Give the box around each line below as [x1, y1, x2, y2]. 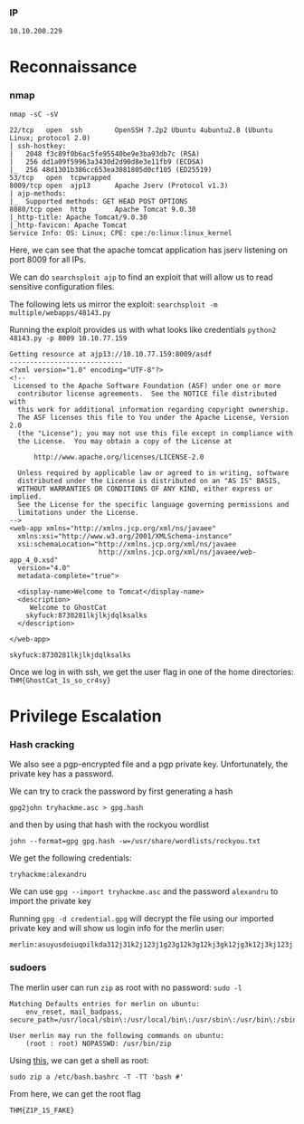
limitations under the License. [17, 508, 140, 517]
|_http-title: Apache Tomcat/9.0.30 [9, 213, 147, 222]
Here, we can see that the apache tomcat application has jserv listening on [9, 244, 288, 255]
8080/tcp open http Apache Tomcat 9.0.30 [9, 205, 196, 214]
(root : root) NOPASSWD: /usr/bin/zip [25, 1039, 172, 1048]
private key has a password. [9, 768, 115, 779]
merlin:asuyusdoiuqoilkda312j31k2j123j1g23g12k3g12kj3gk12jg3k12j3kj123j [9, 940, 294, 949]
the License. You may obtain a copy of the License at [17, 436, 233, 445]
